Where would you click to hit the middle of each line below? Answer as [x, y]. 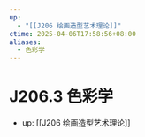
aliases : [25, 42]
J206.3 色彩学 [61, 97]
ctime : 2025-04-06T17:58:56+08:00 [73, 34]
